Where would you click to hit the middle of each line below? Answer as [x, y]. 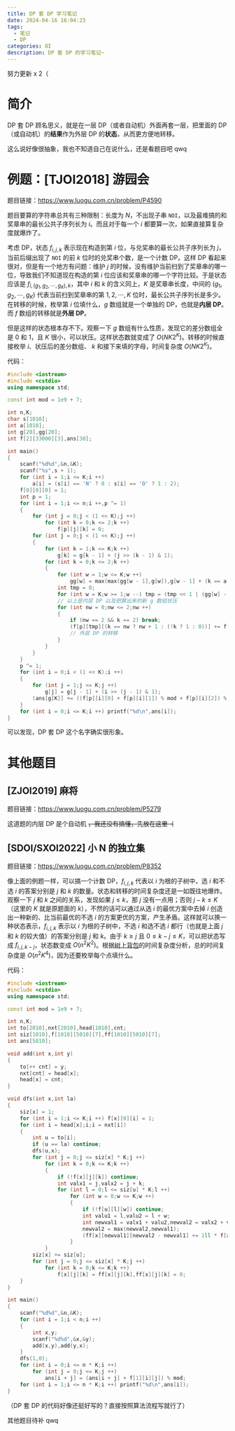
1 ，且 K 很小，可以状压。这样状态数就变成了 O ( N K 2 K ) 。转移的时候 [123, 336]
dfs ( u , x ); [47, 1151]
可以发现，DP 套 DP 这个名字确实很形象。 [67, 732]
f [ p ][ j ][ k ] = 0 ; [81, 529]
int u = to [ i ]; [55, 1138]
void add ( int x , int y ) [40, 1053]
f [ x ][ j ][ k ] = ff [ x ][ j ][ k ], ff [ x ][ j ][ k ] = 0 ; [122, 1274]
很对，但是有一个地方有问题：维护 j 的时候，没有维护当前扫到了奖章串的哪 [114, 266]
